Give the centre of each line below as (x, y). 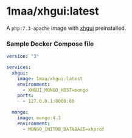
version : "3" (23, 57)
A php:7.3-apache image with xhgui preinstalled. (66, 28)
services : (19, 67)
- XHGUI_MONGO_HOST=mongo (55, 90)
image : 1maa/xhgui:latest (50, 78)
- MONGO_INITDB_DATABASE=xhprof (63, 129)
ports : (26, 95)
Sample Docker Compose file (50, 44)
